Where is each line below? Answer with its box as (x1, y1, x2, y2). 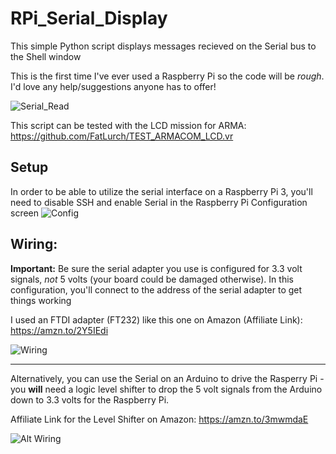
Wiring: (10, 236, 58, 253)
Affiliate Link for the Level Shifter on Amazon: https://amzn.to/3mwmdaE (10, 413, 309, 425)
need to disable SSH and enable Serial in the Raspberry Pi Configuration (10, 196, 308, 208)
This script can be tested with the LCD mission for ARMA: (10, 119, 247, 131)
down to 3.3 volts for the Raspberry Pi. (10, 393, 170, 406)
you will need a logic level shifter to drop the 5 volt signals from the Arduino (10, 383, 323, 395)
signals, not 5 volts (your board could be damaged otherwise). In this (10, 273, 294, 285)
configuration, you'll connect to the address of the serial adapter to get (10, 283, 303, 296)
